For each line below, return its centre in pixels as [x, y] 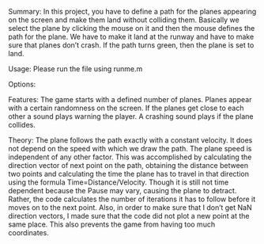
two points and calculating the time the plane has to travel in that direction [128, 174]
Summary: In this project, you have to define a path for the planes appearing [132, 11]
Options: [22, 84]
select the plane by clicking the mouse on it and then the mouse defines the [132, 28]
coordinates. [28, 233]
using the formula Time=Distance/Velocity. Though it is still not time [119, 182]
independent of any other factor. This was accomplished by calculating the [130, 157]
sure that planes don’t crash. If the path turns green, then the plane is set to [131, 45]
